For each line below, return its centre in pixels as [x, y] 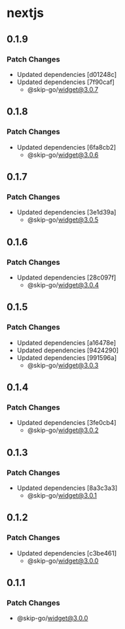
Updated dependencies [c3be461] [67, 553]
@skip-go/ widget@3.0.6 [63, 155]
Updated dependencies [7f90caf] [65, 82]
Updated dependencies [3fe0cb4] [67, 423]
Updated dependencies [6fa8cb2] [66, 147]
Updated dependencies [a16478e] [66, 342]
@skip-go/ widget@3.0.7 [63, 89]
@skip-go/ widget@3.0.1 [62, 495]
